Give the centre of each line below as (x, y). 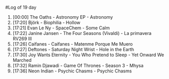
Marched (22, 60)
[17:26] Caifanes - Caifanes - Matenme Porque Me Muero (73, 44)
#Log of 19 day (21, 7)
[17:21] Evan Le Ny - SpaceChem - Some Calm (61, 28)
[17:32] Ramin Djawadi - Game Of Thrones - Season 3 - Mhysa (78, 66)
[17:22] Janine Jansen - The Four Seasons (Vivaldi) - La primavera (82, 33)
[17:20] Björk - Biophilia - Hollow (46, 23)
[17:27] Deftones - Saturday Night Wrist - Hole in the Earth (73, 49)
